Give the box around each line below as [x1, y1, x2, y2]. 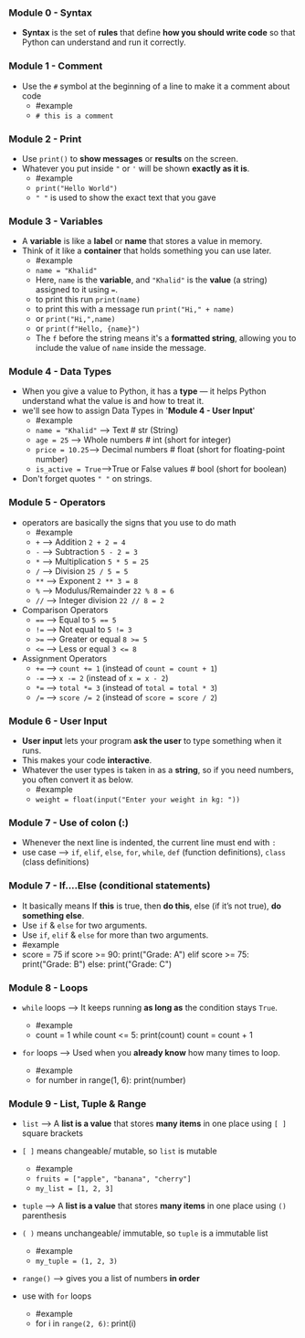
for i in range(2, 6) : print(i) [35, 1318, 137, 1329]
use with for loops [21, 1290, 92, 1301]
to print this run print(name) [35, 294, 141, 305]
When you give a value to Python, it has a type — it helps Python [21, 386, 267, 397]
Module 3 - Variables [8, 215, 103, 228]
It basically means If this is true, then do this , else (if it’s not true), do [21, 900, 282, 911]
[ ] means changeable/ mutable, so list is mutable [21, 1145, 217, 1157]
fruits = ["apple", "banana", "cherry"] [35, 1174, 192, 1184]
